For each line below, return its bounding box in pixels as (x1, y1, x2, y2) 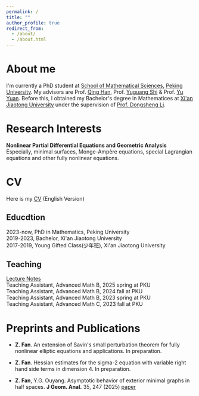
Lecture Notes (6, 275, 42, 283)
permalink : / (6, 8, 39, 15)
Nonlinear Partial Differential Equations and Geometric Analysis (6, 142, 167, 149)
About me (6, 62, 56, 76)
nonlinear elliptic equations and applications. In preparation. (14, 348, 162, 355)
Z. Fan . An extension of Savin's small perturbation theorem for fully (14, 341, 180, 348)
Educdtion (6, 213, 46, 223)
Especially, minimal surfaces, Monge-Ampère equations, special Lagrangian (6, 148, 192, 155)
